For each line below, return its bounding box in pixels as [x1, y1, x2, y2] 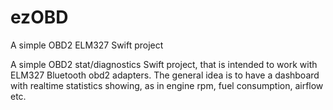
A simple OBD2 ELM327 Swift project [10, 39, 164, 51]
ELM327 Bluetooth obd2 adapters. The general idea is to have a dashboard [10, 69, 320, 81]
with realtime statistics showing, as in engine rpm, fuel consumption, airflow [10, 79, 324, 91]
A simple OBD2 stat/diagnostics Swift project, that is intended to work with [10, 58, 318, 70]
